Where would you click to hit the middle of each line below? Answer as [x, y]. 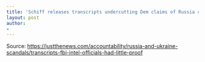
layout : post [23, 18]
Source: [16, 46]
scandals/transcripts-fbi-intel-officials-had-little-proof [75, 53]
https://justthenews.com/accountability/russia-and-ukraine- [103, 46]
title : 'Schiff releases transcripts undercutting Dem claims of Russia [101, 12]
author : [16, 23]
